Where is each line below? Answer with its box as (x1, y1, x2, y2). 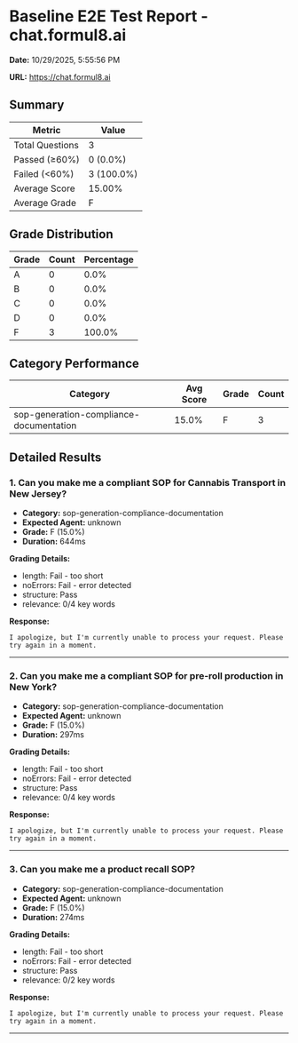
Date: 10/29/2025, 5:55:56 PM (9, 54, 121, 65)
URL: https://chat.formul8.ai (9, 71, 111, 82)
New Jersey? (9, 487, 67, 499)
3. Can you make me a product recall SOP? (9, 864, 196, 876)
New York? (9, 681, 58, 693)
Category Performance (9, 355, 140, 370)
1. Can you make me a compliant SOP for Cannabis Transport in (9, 476, 286, 489)
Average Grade (13, 196, 77, 209)
